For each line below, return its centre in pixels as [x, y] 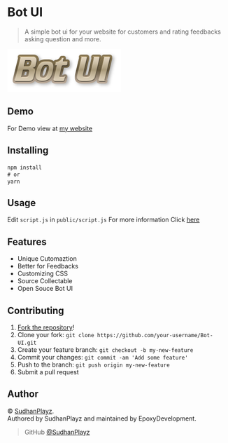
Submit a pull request [48, 372]
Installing [28, 150]
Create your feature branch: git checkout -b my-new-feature [105, 350]
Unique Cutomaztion [47, 259]
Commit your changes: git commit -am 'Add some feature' [103, 357]
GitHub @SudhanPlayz [57, 432]
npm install [24, 168]
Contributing [36, 310]
